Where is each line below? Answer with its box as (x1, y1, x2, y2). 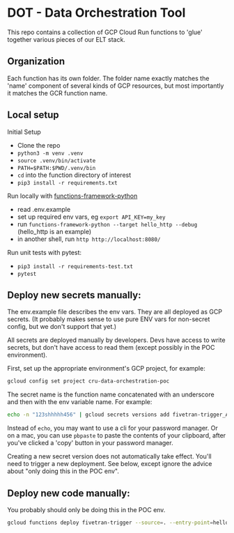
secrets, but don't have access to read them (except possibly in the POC (7, 343, 215, 352)
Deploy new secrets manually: (7, 289, 141, 301)
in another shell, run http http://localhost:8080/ (17, 235, 161, 243)
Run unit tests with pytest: (7, 248, 82, 256)
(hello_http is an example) (17, 227, 92, 235)
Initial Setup (7, 128, 42, 136)
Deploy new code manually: (7, 487, 130, 499)
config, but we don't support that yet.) (7, 323, 117, 331)
